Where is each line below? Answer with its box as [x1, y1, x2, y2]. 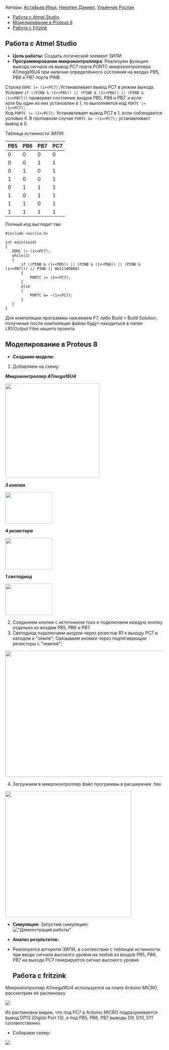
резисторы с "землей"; [12, 640, 62, 646]
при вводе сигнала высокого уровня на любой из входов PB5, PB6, [12, 951, 157, 958]
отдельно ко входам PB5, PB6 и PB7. [12, 624, 91, 630]
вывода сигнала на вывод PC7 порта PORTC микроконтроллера [12, 63, 151, 70]
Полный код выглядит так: [5, 221, 62, 227]
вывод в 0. [5, 121, 28, 127]
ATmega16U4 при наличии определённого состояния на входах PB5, [12, 69, 160, 75]
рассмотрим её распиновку [5, 990, 66, 996]
